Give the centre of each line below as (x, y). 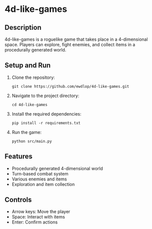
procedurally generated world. (36, 50)
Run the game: (27, 132)
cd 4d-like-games (30, 105)
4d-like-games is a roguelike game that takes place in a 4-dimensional (76, 39)
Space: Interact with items (38, 217)
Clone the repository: (33, 77)
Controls (18, 200)
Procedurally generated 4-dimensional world (57, 168)
